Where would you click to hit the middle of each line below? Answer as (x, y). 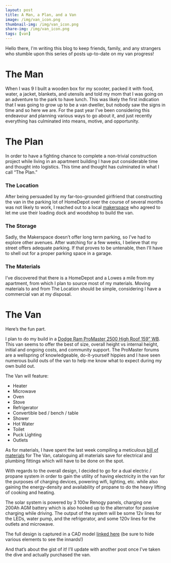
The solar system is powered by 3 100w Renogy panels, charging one (78, 502)
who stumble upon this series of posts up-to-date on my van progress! (80, 54)
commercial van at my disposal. (39, 294)
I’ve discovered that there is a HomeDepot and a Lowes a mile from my (80, 278)
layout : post (19, 10)
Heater (20, 386)
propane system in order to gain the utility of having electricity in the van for (85, 476)
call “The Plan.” (21, 172)
